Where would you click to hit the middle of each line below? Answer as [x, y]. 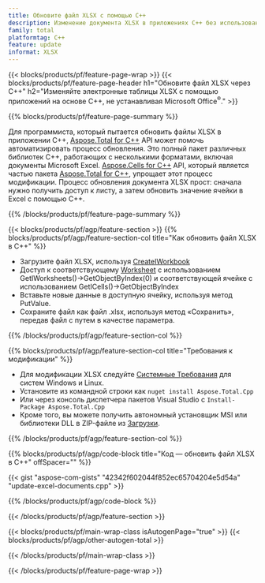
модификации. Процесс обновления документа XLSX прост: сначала [125, 181]
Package [32, 407]
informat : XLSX [33, 52]
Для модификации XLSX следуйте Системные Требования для [125, 374]
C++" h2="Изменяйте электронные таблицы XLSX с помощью [113, 91]
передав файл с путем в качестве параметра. [97, 320]
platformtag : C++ [37, 37]
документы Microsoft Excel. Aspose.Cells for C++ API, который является [129, 165]
